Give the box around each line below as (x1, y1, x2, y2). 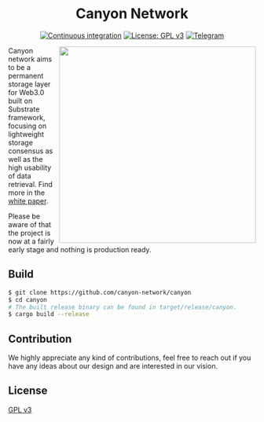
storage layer (8, 79, 51, 89)
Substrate (8, 104, 40, 114)
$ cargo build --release (8, 310, 90, 318)
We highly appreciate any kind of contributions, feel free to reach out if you (8, 353, 251, 362)
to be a (8, 62, 31, 72)
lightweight (8, 129, 45, 138)
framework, (8, 112, 46, 122)
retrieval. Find (8, 179, 53, 189)
